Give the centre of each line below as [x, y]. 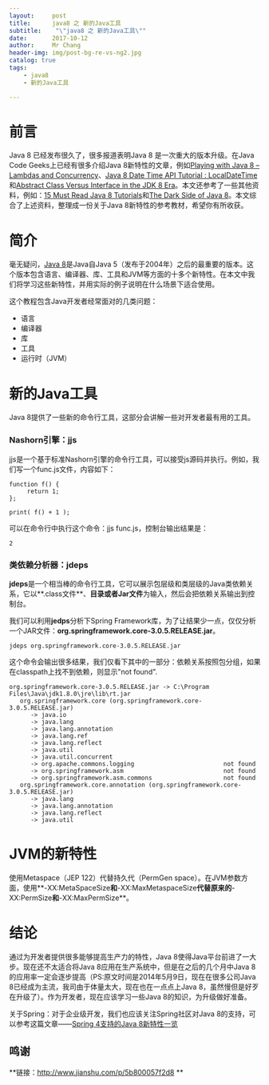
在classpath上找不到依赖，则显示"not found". [83, 671]
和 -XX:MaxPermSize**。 [93, 898]
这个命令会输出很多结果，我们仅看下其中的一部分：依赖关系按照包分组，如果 [135, 662]
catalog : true [33, 61]
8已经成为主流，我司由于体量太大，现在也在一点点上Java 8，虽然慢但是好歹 [134, 987]
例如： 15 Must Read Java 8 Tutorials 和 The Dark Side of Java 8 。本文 [136, 195]
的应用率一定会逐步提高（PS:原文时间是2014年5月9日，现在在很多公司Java [133, 976]
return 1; [43, 491]
